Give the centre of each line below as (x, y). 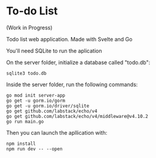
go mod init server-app (36, 95)
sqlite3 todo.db (26, 73)
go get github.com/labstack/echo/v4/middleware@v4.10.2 (77, 116)
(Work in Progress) (29, 28)
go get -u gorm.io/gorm (36, 101)
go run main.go (25, 121)
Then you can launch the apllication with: (57, 132)
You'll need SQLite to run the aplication (54, 51)
